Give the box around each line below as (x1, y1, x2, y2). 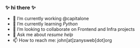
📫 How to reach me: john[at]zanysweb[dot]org (12, 37, 112, 43)
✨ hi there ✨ (5, 4, 36, 11)
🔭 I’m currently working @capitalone (12, 16, 89, 22)
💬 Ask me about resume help (12, 32, 73, 38)
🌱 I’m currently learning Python (12, 21, 78, 27)
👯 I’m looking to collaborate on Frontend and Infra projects (12, 26, 135, 32)
